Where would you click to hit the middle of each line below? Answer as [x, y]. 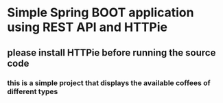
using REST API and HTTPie [87, 27]
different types [33, 91]
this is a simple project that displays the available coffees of [109, 82]
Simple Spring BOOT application [101, 13]
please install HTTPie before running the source [111, 53]
